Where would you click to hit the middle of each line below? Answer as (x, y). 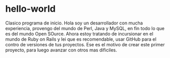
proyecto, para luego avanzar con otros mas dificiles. (61, 50)
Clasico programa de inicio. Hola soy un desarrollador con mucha (74, 23)
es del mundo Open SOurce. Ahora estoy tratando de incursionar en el (79, 34)
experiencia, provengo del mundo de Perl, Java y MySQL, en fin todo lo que (85, 28)
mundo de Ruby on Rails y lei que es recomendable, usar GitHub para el (81, 39)
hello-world (31, 9)
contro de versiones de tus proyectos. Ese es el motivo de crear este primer (85, 44)
